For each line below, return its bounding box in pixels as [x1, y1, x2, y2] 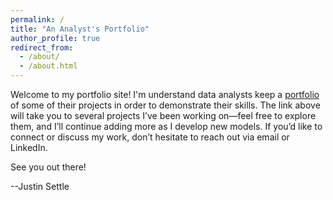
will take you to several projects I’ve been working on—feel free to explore [10, 110, 317, 121]
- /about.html [19, 61, 78, 71]
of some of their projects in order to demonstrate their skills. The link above [10, 99, 321, 111]
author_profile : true [10, 33, 101, 43]
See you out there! [10, 161, 87, 173]
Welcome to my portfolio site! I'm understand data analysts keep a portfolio [10, 89, 320, 100]
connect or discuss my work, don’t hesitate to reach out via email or [10, 131, 290, 143]
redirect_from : [10, 42, 74, 53]
